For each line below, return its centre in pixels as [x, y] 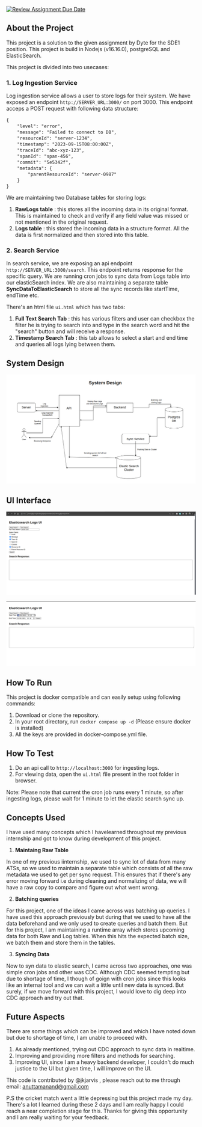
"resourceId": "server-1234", [55, 138]
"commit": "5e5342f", [44, 162]
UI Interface [29, 500]
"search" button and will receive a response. [70, 331]
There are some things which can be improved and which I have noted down [101, 1031]
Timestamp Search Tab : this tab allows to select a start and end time [101, 338]
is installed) [29, 728]
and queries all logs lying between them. [65, 344]
